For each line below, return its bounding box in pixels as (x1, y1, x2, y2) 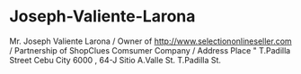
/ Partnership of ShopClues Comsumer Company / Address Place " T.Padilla (9, 45, 291, 55)
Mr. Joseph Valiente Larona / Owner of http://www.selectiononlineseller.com (9, 36, 292, 46)
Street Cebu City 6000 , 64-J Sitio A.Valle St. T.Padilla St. (9, 54, 222, 65)
